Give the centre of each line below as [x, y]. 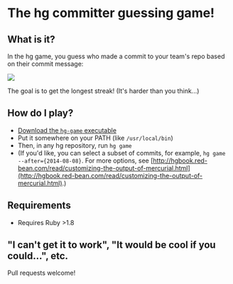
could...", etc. [38, 256]
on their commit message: [45, 64]
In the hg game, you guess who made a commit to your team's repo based [116, 56]
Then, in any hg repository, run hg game [75, 145]
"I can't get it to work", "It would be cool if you [112, 245]
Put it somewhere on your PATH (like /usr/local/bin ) [95, 138]
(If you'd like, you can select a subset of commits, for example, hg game [121, 153]
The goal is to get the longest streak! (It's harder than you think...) [103, 91]
